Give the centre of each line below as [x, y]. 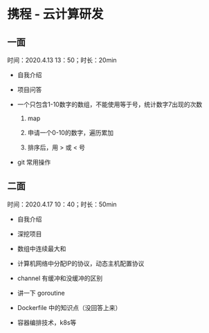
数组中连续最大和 [42, 248]
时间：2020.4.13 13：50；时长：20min [62, 60]
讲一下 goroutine [41, 293]
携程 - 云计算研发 [55, 14]
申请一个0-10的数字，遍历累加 [71, 132]
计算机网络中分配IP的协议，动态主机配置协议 [81, 263]
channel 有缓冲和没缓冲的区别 [60, 278]
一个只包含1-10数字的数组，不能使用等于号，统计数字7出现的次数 [110, 104]
